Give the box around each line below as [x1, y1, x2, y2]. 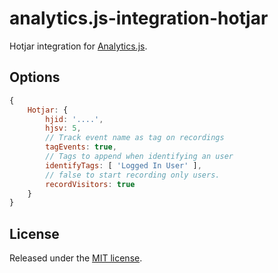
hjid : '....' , [45, 114, 104, 124]
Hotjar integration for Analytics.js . [9, 40, 148, 52]
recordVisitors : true [45, 179, 136, 189]
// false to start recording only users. [45, 170, 221, 180]
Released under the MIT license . [9, 252, 143, 264]
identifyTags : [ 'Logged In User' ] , [45, 160, 202, 171]
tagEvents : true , [45, 142, 117, 152]
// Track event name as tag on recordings [45, 133, 225, 143]
